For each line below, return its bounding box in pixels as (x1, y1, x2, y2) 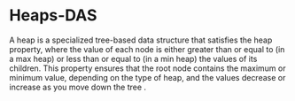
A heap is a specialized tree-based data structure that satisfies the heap (9, 35, 273, 45)
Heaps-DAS (9, 5, 97, 26)
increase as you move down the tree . (9, 82, 147, 92)
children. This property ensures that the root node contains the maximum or (9, 63, 286, 74)
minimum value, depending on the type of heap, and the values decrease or (9, 72, 286, 82)
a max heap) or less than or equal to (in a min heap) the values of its (9, 53, 258, 64)
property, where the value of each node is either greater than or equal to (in (9, 43, 285, 54)
